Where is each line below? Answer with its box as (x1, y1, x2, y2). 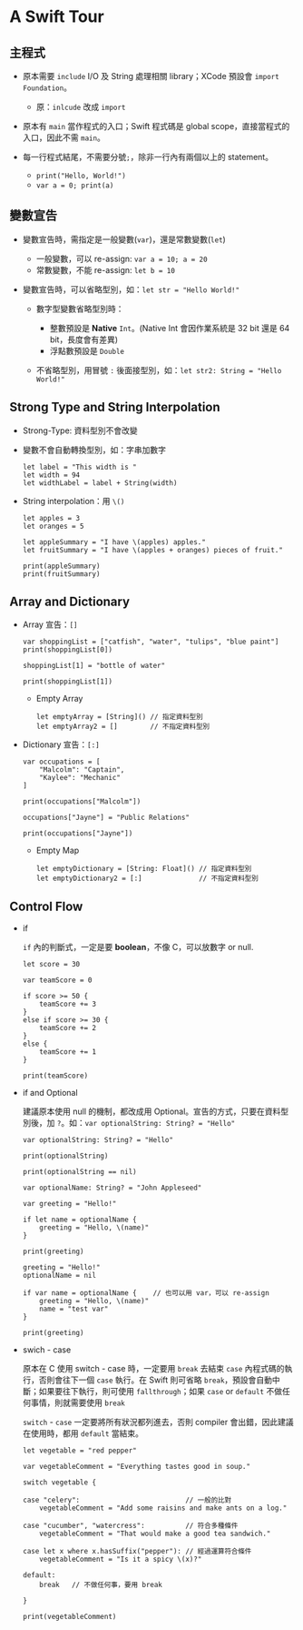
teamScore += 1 (39, 1048, 97, 1057)
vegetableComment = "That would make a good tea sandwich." (39, 1529, 271, 1539)
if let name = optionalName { (22, 1215, 138, 1225)
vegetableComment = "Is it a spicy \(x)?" (39, 1554, 202, 1564)
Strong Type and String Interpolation (9, 400, 220, 415)
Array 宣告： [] (22, 619, 79, 630)
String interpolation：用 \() (22, 495, 125, 506)
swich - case (22, 1344, 72, 1355)
